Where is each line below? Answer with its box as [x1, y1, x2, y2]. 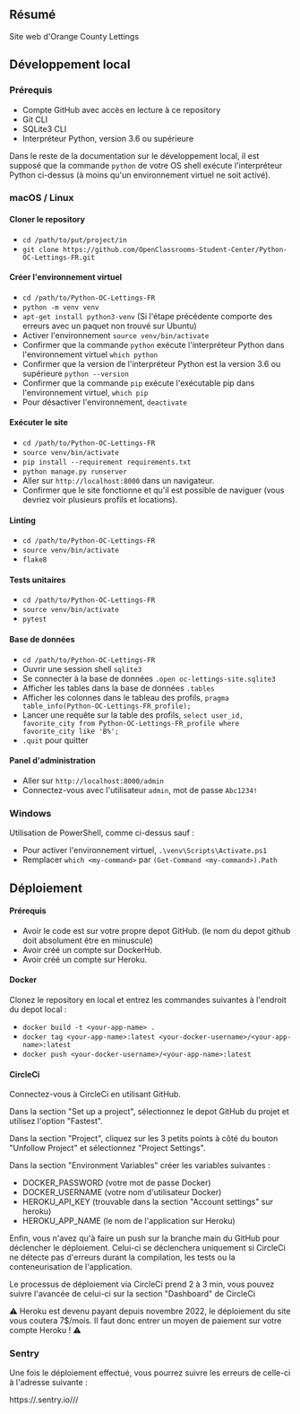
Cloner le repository [9, 214, 85, 225]
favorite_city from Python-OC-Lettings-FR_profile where [21, 719, 240, 728]
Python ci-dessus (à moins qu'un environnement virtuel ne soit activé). [9, 170, 271, 180]
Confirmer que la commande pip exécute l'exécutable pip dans [21, 377, 255, 388]
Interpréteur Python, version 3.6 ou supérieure [21, 133, 194, 144]
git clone [21, 245, 60, 254]
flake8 [21, 555, 47, 564]
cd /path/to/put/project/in [21, 235, 127, 245]
